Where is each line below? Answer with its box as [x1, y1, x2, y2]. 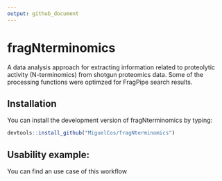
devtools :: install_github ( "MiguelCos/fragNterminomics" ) [7, 130, 176, 137]
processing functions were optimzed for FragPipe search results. [7, 78, 193, 86]
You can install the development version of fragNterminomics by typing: [7, 116, 213, 125]
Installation [7, 98, 57, 110]
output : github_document [7, 10, 79, 17]
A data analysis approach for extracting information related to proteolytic [7, 63, 216, 71]
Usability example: [7, 148, 90, 160]
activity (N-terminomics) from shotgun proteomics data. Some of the [7, 70, 203, 78]
